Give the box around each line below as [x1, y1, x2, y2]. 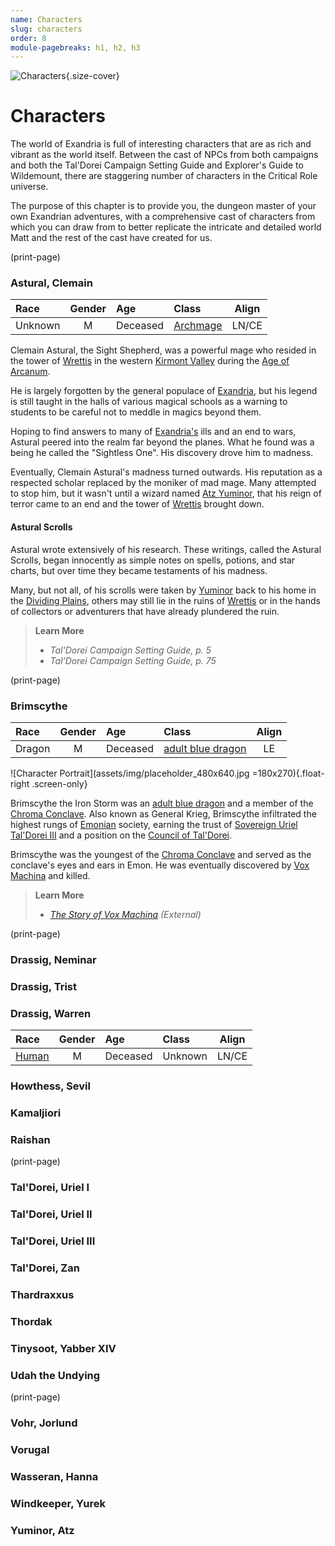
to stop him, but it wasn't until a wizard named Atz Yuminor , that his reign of [10, 487, 322, 500]
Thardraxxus [10, 1287, 75, 1301]
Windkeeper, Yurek [10, 1496, 107, 1510]
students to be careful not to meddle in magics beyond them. [10, 406, 262, 418]
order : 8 [10, 33, 47, 43]
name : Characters [10, 14, 83, 25]
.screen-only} [31, 777, 88, 790]
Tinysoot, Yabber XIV [10, 1341, 117, 1355]
